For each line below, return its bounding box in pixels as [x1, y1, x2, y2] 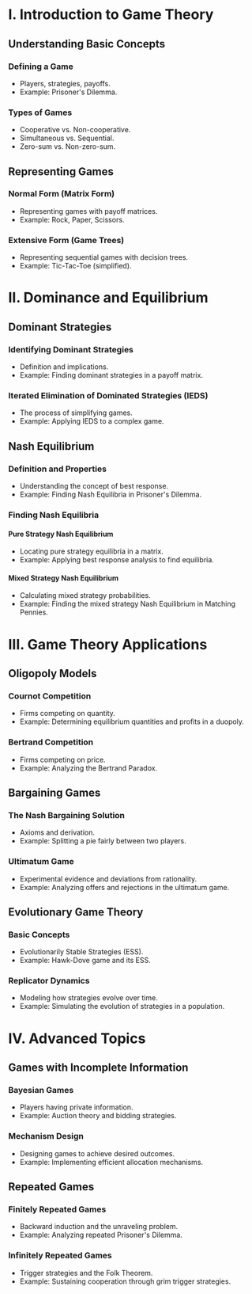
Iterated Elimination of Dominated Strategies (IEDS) [8, 390, 209, 401]
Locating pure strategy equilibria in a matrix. [19, 546, 164, 556]
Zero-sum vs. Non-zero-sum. [19, 142, 116, 151]
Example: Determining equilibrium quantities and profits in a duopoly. [19, 717, 245, 726]
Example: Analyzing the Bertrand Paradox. [19, 763, 158, 773]
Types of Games [8, 107, 73, 118]
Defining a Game [8, 61, 73, 72]
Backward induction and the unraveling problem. [19, 1222, 179, 1231]
